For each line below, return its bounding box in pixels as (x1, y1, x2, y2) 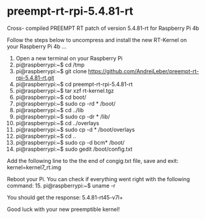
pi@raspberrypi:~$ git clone (15, 67, 87, 74)
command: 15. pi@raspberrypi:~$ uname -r (7, 182, 116, 189)
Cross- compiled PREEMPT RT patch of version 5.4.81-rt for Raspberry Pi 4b (7, 24, 200, 32)
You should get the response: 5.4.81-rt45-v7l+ (7, 193, 124, 201)
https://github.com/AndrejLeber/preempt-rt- (88, 67, 199, 74)
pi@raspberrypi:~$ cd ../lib (15, 106, 84, 113)
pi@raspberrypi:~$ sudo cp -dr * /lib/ (15, 113, 110, 120)
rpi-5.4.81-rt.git (15, 74, 54, 81)
